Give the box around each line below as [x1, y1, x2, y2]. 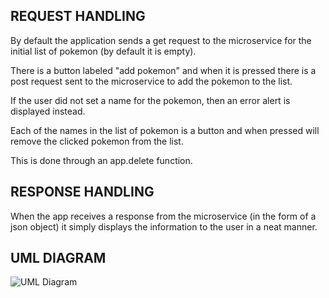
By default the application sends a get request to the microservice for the [10, 34, 312, 46]
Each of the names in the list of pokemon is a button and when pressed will [10, 124, 320, 136]
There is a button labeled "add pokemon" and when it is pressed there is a [10, 64, 317, 76]
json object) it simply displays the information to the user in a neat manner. [10, 220, 318, 233]
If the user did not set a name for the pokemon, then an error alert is [10, 94, 291, 106]
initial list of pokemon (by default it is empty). [10, 45, 197, 57]
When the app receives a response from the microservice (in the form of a [10, 210, 317, 222]
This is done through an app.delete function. [10, 154, 193, 166]
